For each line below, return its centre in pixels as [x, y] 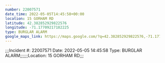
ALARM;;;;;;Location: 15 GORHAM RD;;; [44, 55]
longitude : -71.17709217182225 [37, 28]
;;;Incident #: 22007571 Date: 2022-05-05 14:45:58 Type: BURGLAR [74, 50]
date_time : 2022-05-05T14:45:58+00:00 [45, 14]
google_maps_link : [24, 37]
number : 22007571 [23, 9]
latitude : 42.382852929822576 [36, 23]
